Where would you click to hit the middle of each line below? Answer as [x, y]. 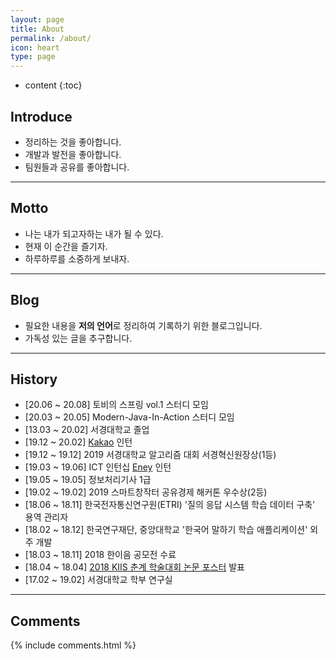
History [34, 379]
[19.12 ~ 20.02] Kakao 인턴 [78, 442]
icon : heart [35, 47]
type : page [33, 57]
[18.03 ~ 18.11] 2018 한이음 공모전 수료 [100, 555]
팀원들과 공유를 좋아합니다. [77, 167]
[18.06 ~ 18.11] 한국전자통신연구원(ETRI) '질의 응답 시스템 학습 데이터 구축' [170, 505]
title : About [37, 29]
